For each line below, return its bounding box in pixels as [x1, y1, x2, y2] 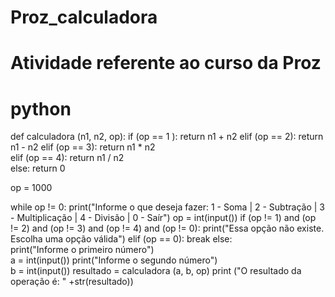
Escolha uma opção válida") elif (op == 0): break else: [10, 233, 233, 245]
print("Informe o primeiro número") [10, 244, 155, 256]
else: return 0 [10, 162, 66, 175]
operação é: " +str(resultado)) [10, 276, 134, 288]
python [10, 97, 72, 120]
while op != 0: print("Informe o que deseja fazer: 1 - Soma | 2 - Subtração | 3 [10, 201, 325, 213]
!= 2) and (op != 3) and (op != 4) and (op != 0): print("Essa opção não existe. [10, 222, 325, 235]
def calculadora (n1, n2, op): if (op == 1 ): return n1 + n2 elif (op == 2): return [10, 131, 324, 143]
